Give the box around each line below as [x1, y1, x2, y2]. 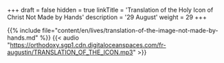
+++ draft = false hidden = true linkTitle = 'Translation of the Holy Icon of [7, 6, 214, 14]
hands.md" [7, 34, 38, 42]
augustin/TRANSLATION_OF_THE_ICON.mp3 [7, 48, 133, 56]
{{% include [7, 27, 41, 34]
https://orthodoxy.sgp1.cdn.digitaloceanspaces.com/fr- [10, 41, 166, 49]
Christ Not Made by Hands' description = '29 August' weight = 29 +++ [7, 13, 208, 21]
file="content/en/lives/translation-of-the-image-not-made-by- [42, 27, 219, 34]
